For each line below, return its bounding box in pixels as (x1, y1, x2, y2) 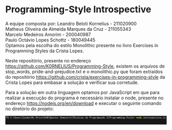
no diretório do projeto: (5, 105, 54, 112)
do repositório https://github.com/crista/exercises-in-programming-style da (5, 74, 165, 80)
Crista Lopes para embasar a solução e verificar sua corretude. (5, 79, 139, 85)
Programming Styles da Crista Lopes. (5, 48, 84, 54)
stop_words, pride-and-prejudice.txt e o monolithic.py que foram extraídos (5, 68, 163, 75)
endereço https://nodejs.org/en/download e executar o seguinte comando (5, 100, 162, 106)
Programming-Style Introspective (5, 4, 152, 15)
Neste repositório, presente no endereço (5, 57, 91, 63)
